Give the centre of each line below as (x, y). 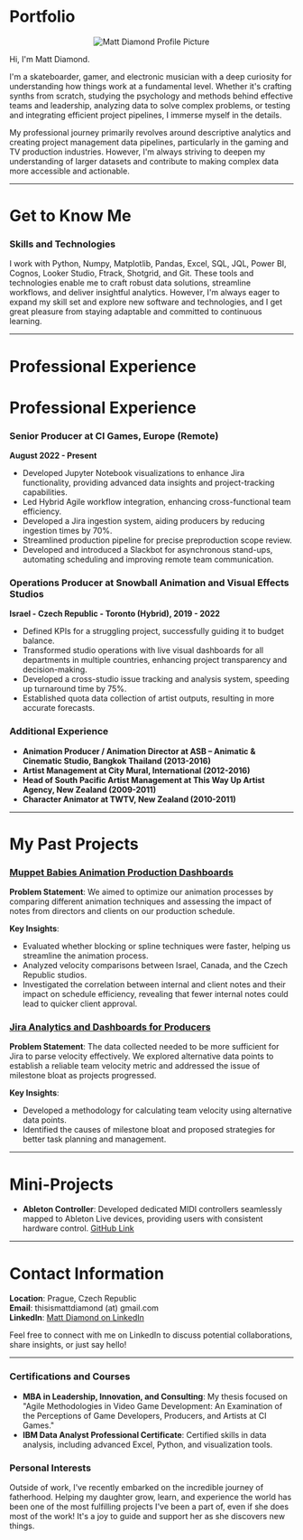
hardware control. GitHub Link (78, 1228)
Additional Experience (59, 732)
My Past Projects (74, 844)
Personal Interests (50, 1468)
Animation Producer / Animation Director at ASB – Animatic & (139, 751)
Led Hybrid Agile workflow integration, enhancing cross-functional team (156, 502)
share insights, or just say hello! (68, 1345)
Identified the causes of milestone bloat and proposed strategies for (149, 1130)
